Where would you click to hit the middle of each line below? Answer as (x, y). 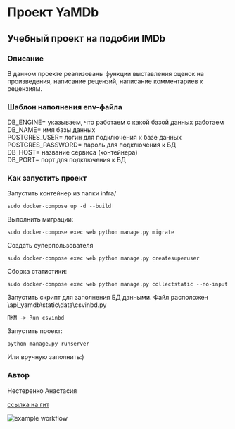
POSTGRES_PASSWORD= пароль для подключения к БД (92, 145)
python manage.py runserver (49, 344)
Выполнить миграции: (40, 219)
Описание (26, 59)
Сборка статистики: (37, 272)
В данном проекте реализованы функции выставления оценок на (106, 73)
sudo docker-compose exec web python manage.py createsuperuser (103, 258)
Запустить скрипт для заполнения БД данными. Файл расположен (108, 298)
